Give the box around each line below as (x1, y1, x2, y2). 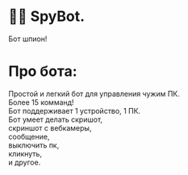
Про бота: (8, 62, 78, 81)
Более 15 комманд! (8, 97, 74, 107)
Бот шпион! (8, 34, 48, 44)
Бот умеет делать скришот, (8, 115, 103, 124)
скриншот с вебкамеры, (8, 123, 92, 132)
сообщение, (8, 131, 50, 141)
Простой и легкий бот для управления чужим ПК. (8, 89, 180, 98)
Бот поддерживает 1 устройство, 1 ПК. (8, 106, 141, 115)
